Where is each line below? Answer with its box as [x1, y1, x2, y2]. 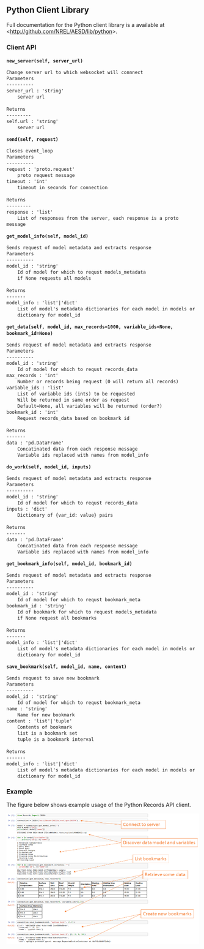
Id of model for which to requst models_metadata [17, 269, 147, 276]
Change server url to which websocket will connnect [6, 70, 144, 76]
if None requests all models [17, 276, 92, 282]
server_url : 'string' [6, 88, 64, 94]
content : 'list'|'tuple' [6, 718, 72, 724]
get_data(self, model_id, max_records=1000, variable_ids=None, [6, 324, 173, 330]
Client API [6, 43, 37, 51]
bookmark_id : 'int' [6, 410, 59, 416]
